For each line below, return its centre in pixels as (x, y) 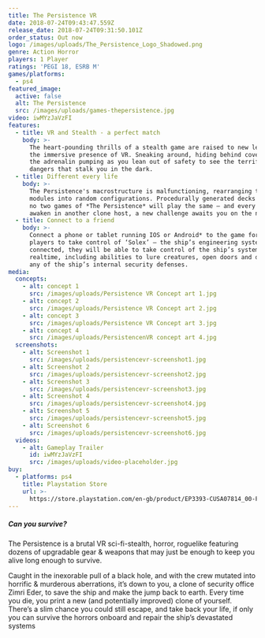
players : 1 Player (38, 60)
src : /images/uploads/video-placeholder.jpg (103, 462)
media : (19, 272)
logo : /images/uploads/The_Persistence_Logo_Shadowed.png (105, 45)
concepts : (31, 279)
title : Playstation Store (65, 484)
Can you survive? (37, 524)
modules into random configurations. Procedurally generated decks (142, 198)
